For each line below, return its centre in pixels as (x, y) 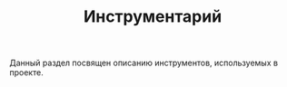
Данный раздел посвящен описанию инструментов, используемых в (144, 63)
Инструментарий (153, 17)
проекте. (26, 72)
